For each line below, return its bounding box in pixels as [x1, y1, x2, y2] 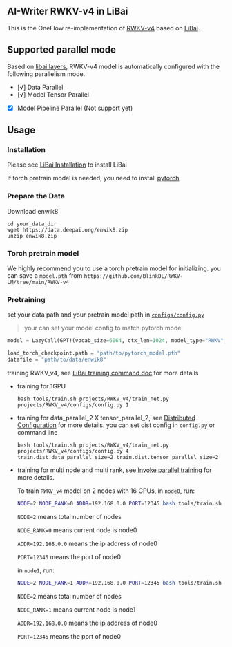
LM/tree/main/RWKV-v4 [7, 279, 70, 285]
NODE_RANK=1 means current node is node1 [17, 605, 136, 614]
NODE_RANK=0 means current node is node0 [17, 525, 137, 534]
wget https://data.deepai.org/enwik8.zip [7, 226, 128, 234]
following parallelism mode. [7, 69, 86, 78]
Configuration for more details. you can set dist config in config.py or [17, 421, 215, 429]
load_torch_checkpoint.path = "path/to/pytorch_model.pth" [7, 350, 181, 357]
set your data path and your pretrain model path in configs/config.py [7, 310, 205, 319]
